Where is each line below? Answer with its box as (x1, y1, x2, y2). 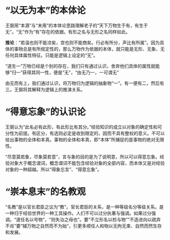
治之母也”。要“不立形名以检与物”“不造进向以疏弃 (60, 216, 161, 222)
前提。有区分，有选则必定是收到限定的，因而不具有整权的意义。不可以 (18, 130, 165, 136)
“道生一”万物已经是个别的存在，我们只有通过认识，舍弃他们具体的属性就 (5, 63, 156, 69)
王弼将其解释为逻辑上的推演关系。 (14, 86, 85, 92)
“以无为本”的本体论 (5, 5, 86, 16)
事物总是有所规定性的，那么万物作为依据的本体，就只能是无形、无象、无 (14, 46, 165, 52)
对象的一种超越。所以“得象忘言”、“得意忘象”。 (5, 166, 102, 173)
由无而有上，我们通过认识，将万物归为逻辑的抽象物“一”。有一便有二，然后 (5, 80, 160, 86)
